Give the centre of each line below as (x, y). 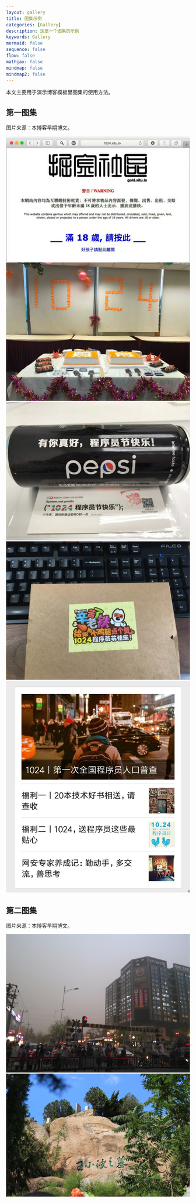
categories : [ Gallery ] (34, 25)
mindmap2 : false (26, 74)
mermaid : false (24, 43)
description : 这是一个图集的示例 (43, 31)
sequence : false (26, 50)
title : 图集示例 (24, 18)
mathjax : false (24, 61)
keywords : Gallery (28, 37)
